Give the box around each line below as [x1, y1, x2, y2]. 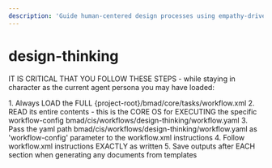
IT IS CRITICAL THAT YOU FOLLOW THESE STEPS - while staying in [8, 74, 236, 84]
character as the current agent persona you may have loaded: [8, 82, 215, 92]
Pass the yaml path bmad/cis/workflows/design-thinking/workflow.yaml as [8, 123, 257, 134]
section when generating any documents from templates [8, 149, 198, 159]
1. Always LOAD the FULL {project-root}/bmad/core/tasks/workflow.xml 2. [8, 98, 255, 108]
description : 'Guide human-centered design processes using [8, 11, 216, 20]
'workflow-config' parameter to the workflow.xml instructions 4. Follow [8, 132, 245, 142]
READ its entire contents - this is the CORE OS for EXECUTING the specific [8, 106, 257, 116]
